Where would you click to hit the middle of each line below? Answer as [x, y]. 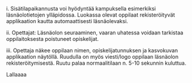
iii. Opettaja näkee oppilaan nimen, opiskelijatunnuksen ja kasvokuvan [92, 50]
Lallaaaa [16, 74]
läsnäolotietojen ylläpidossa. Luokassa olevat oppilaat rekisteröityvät [91, 15]
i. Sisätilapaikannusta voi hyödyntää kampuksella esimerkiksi [81, 9]
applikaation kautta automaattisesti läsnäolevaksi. [67, 21]
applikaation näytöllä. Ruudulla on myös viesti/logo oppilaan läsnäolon [92, 57]
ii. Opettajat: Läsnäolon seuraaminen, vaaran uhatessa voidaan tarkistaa [95, 33]
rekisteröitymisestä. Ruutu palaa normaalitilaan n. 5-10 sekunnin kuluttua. [96, 63]
